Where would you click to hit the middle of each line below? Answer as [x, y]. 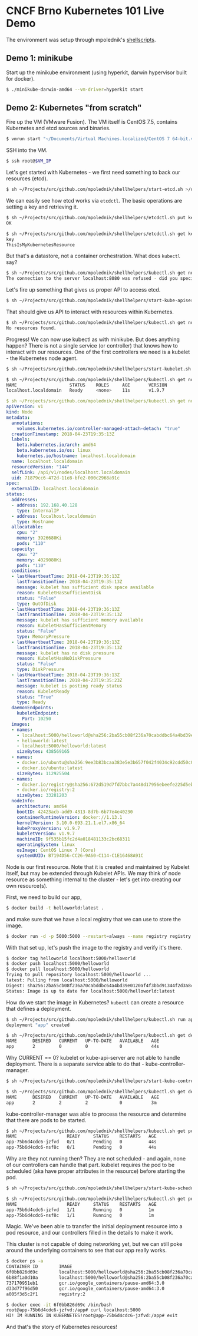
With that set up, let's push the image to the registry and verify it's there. [94, 947]
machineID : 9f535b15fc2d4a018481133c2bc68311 [74, 839]
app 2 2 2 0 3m [82, 1103]
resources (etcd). [27, 178]
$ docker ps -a [25, 1261]
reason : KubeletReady [43, 691]
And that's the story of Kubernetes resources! [62, 1327]
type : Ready [31, 702]
